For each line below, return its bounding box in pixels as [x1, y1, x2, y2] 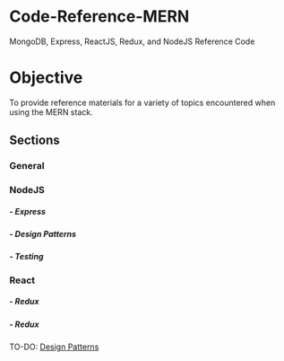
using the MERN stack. [9, 106, 93, 118]
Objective [9, 67, 83, 88]
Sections [9, 133, 60, 148]
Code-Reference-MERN [9, 6, 190, 27]
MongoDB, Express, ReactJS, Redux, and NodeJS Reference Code [9, 36, 255, 47]
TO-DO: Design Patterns [9, 341, 99, 352]
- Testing [9, 251, 44, 262]
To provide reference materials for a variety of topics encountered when [9, 97, 276, 108]
